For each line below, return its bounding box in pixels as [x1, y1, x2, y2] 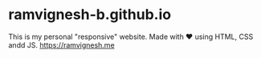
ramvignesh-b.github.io [8, 6, 171, 24]
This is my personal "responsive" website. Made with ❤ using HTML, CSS [8, 32, 254, 41]
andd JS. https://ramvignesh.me [8, 40, 115, 49]
